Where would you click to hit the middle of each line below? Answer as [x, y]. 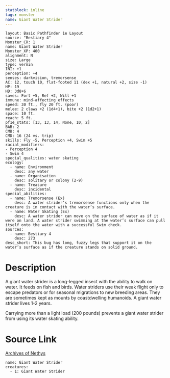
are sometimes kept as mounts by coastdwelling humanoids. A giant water [83, 298]
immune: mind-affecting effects [40, 100]
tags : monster [20, 15]
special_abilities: [26, 194]
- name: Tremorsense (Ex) [38, 198]
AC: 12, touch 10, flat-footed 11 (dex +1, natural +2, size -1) [76, 83]
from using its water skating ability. [42, 318]
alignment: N [19, 56]
